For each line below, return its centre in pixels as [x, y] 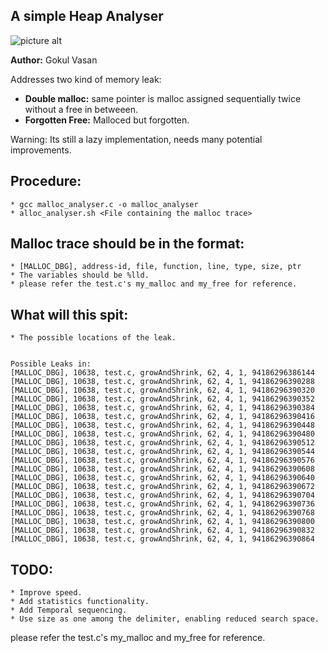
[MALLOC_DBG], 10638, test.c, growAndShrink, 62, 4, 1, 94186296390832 [162, 530]
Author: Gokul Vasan [54, 60]
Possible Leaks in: [51, 364]
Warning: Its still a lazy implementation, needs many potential [136, 139]
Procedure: [46, 181]
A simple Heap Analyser [87, 16]
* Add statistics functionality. [80, 602]
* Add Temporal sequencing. [69, 610]
